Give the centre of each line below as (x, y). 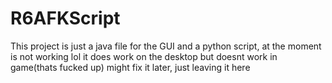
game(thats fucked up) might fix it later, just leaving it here (130, 67)
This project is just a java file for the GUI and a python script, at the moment (166, 46)
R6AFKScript (65, 18)
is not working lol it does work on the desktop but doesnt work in (144, 56)
